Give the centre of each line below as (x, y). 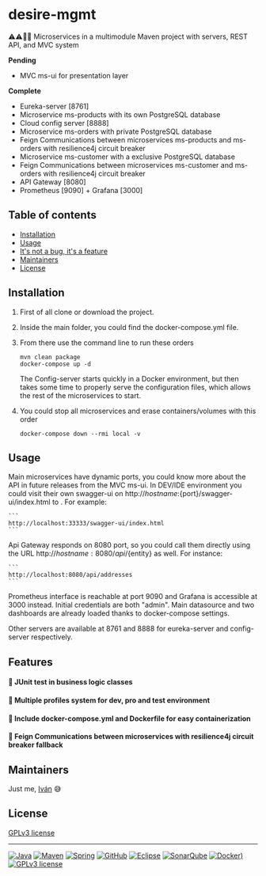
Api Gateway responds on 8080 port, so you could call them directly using (129, 545)
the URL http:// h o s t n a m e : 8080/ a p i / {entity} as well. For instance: (116, 554)
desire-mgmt (52, 15)
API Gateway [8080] (53, 182)
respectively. (52, 637)
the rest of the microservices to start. (80, 395)
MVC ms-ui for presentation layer (74, 75)
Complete (25, 91)
